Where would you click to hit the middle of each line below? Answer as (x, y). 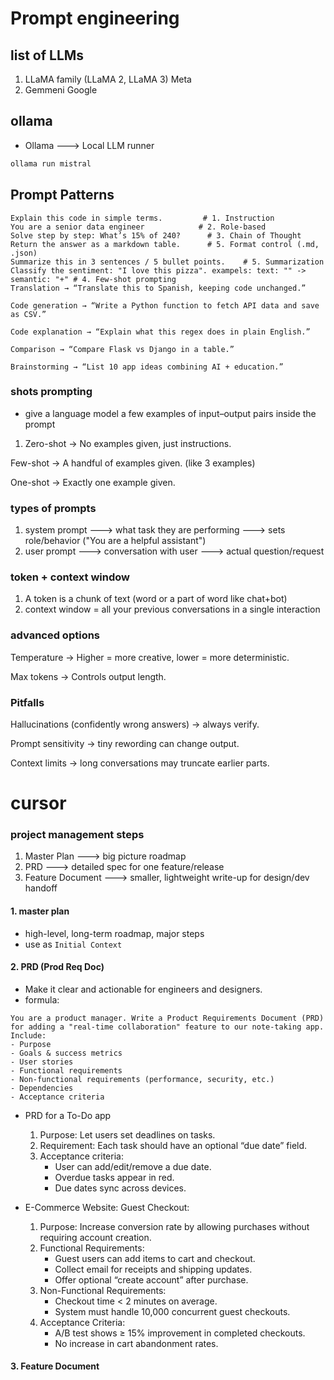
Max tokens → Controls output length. (88, 676)
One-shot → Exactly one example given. (93, 482)
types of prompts (53, 508)
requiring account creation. (95, 1237)
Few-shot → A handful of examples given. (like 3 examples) (133, 463)
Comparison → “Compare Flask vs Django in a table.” (122, 349)
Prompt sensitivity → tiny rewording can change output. (125, 743)
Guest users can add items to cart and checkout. (155, 1258)
